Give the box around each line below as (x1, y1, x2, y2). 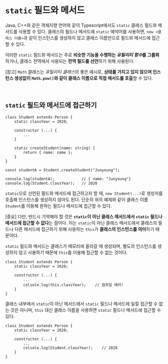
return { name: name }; (23, 150, 73, 155)
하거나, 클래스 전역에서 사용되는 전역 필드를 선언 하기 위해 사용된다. (5, 58, 134, 64)
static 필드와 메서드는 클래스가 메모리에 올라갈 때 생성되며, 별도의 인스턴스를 (5, 243, 156, 249)
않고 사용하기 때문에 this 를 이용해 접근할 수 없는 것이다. (18, 249, 128, 255)
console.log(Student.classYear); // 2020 (5, 181, 98, 186)
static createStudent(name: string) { (14, 145, 95, 151)
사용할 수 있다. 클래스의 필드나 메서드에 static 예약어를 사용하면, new (18, 28, 154, 34)
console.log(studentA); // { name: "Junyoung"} (5, 176, 131, 181)
